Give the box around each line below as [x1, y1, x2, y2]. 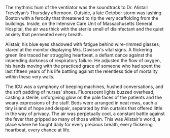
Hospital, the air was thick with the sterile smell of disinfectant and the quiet [5, 26, 164, 32]
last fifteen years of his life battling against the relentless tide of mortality [5, 68, 158, 74]
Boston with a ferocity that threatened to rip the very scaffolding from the [5, 15, 158, 21]
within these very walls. [5, 74, 55, 79]
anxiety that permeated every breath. [5, 32, 83, 37]
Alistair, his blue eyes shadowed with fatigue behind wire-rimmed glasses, [5, 41, 160, 47]
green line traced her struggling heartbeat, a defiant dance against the [5, 52, 152, 58]
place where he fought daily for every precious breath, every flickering [5, 122, 153, 127]
